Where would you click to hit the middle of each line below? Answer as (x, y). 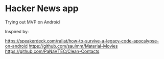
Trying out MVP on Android (33, 22)
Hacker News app (42, 9)
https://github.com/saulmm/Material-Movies (73, 46)
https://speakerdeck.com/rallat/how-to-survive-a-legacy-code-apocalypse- (82, 41)
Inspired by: (17, 31)
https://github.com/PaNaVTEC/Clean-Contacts (52, 51)
